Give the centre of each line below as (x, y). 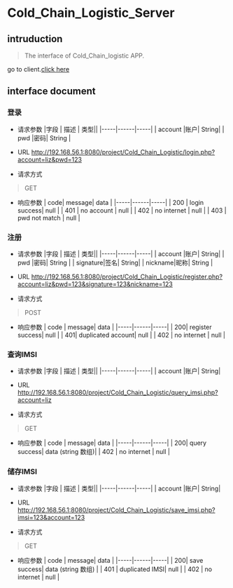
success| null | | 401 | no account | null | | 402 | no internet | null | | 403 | (122, 210)
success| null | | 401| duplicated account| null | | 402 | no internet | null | (121, 335)
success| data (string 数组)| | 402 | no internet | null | (93, 452)
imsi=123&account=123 (51, 517)
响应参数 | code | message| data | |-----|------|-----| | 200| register (114, 327)
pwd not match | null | (49, 218)
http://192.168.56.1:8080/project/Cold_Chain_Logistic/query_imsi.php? (118, 393)
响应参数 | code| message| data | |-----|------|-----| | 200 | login (111, 202)
